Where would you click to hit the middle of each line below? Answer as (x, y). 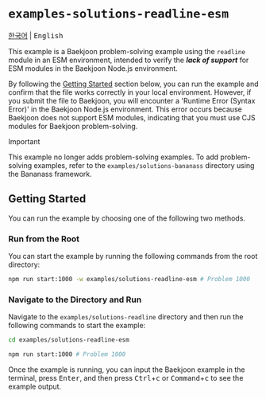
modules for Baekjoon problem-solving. (73, 126)
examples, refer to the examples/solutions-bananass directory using (144, 165)
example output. (35, 386)
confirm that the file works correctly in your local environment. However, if (130, 92)
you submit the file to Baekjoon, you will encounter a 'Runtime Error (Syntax (132, 100)
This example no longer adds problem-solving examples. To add (114, 157)
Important (24, 141)
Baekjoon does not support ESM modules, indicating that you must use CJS (132, 117)
